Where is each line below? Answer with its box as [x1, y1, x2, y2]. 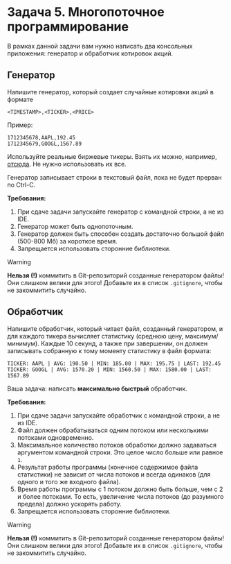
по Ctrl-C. [7, 180, 36, 189]
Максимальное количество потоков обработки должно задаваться [17, 441, 216, 449]
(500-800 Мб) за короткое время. [17, 237, 118, 245]
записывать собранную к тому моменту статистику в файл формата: [7, 346, 212, 354]
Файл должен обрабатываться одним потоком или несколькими [17, 426, 209, 434]
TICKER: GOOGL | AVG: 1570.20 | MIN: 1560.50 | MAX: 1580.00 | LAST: [7, 366, 212, 373]
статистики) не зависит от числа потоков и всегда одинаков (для [17, 470, 211, 479]
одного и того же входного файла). [17, 477, 121, 486]
